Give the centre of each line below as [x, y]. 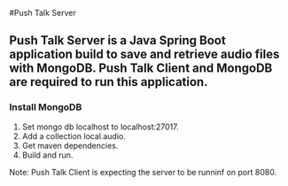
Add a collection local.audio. [74, 136]
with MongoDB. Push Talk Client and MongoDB [141, 69]
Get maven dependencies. [70, 145]
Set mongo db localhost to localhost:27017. [100, 127]
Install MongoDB [46, 107]
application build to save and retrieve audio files [144, 54]
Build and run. [47, 155]
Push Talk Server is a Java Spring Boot [117, 40]
